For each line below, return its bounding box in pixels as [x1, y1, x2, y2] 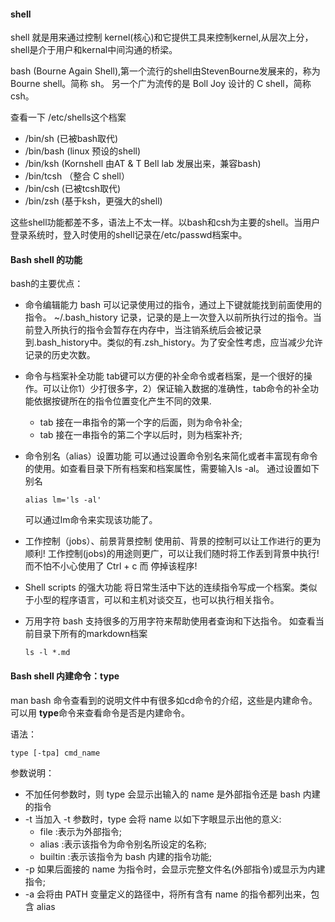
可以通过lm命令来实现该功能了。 [24, 514, 158, 526]
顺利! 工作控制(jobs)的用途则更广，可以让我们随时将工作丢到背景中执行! [24, 548, 320, 560]
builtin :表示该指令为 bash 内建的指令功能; [39, 850, 212, 862]
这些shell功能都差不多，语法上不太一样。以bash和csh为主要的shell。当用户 [10, 216, 321, 229]
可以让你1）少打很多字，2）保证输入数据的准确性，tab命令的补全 [42, 383, 311, 395]
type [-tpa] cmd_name [10, 748, 101, 758]
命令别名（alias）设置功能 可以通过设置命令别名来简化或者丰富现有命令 [24, 450, 318, 462]
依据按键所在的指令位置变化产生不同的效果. [33, 395, 212, 407]
